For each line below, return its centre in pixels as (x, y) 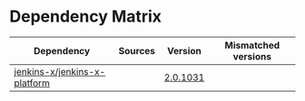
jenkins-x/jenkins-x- (60, 71)
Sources (137, 50)
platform (32, 83)
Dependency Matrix (85, 17)
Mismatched (252, 45)
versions (252, 56)
